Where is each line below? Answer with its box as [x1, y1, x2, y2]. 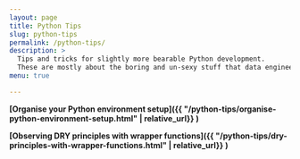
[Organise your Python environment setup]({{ [9, 104, 183, 114]
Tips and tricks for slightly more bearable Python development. [17, 54, 266, 63]
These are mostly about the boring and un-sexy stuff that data [17, 63, 262, 72]
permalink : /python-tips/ [9, 38, 105, 47]
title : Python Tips [9, 21, 82, 30]
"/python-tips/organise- [183, 104, 277, 114]
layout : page [9, 13, 58, 22]
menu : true [9, 71, 50, 80]
